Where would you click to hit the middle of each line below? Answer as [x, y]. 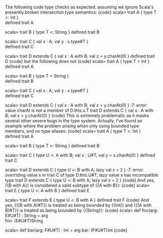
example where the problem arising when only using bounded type [72, 126]
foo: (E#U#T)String [24, 221]
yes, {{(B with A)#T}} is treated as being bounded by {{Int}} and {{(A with [78, 205]
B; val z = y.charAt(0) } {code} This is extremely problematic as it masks [77, 116]
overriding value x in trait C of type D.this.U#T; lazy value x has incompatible [82, 175]
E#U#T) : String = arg [27, 216]
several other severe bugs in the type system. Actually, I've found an [74, 121]
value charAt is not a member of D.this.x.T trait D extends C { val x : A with [79, 110]
